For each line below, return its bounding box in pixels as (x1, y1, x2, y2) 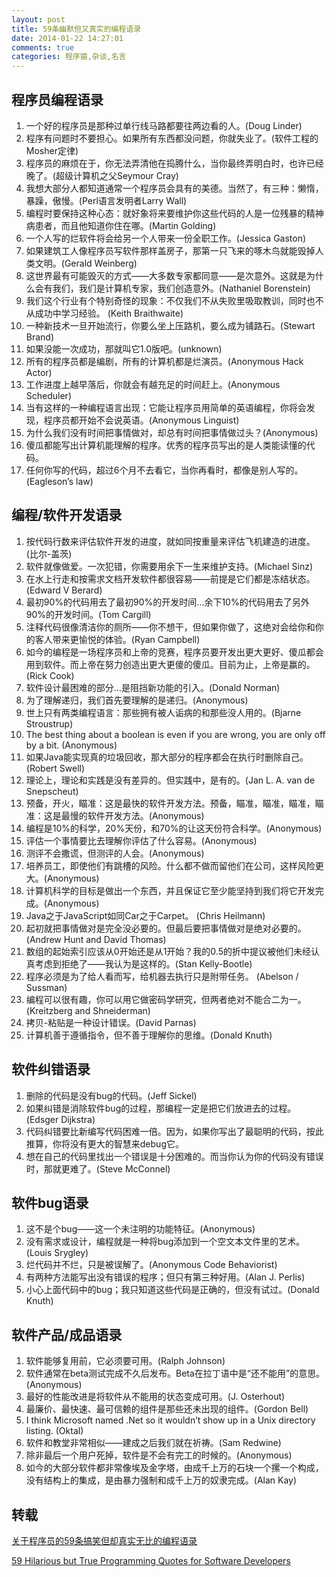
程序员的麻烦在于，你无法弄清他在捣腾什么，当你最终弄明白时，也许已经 (25, 157, 324, 169)
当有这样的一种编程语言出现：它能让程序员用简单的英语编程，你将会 (25, 401, 307, 413)
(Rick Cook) (25, 669, 75, 681)
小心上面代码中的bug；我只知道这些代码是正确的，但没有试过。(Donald (25, 1284, 320, 1296)
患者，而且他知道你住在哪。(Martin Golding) (34, 219, 217, 231)
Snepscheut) (25, 785, 79, 797)
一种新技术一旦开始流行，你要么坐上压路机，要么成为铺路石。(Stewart (25, 319, 316, 331)
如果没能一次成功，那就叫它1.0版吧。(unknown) (25, 342, 223, 355)
